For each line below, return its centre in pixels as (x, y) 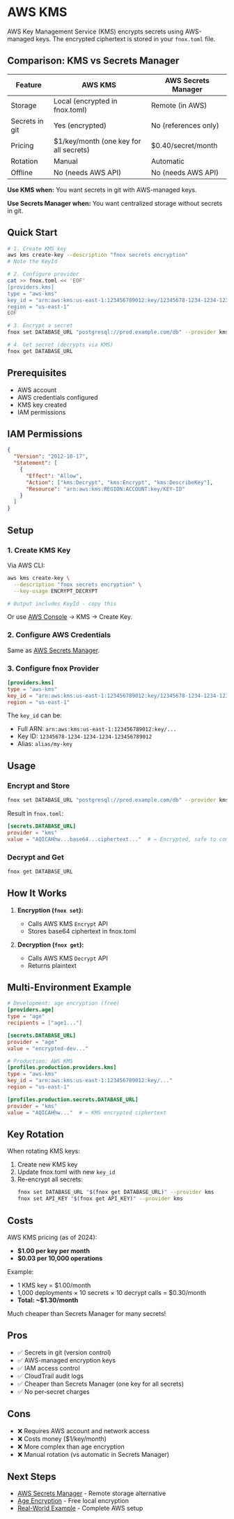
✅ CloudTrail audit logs (50, 1376)
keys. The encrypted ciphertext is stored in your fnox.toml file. (126, 38)
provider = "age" (32, 1042)
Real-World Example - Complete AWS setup (80, 1509)
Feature (29, 84)
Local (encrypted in (85, 100)
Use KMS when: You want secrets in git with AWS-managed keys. (102, 190)
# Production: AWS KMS (40, 1061)
